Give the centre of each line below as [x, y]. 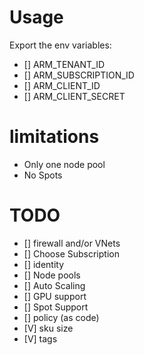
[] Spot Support [56, 307]
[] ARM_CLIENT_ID [62, 85]
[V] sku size [48, 328]
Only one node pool [64, 164]
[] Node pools [52, 275]
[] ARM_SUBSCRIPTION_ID [79, 75]
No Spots [43, 175]
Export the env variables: [60, 45]
